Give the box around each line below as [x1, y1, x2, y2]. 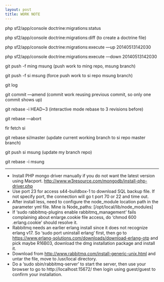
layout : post [5, 7, 32, 12]
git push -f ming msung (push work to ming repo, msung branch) [5, 63, 136, 69]
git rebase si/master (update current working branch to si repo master [5, 134, 145, 140]
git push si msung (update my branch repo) [5, 149, 92, 155]
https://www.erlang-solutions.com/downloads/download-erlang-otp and [12, 235, 158, 241]
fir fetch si [5, 125, 26, 131]
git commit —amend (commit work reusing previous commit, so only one [5, 91, 151, 97]
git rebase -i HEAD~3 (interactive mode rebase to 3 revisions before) [5, 106, 143, 112]
